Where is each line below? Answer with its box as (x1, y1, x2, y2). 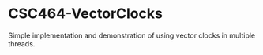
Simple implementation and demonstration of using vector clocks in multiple (8, 31, 256, 40)
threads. (8, 38, 36, 48)
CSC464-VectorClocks (8, 5, 163, 23)
